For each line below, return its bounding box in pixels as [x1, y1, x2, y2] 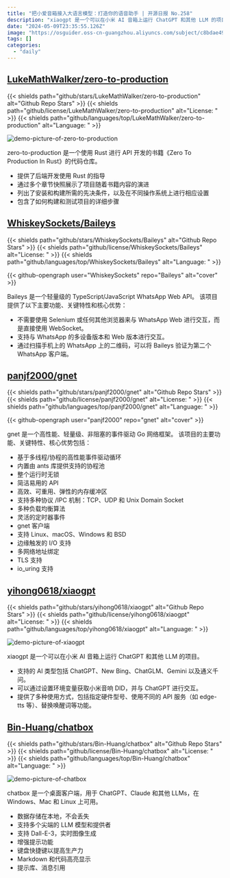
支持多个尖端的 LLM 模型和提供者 [16, 820, 112, 829]
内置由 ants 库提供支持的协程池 [16, 462, 105, 470]
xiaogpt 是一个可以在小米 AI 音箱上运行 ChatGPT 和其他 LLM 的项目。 [7, 653, 203, 661]
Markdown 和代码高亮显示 [16, 855, 91, 863]
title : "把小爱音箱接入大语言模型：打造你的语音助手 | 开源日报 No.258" [7, 10, 193, 17]
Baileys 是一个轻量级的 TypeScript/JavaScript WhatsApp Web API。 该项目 [7, 292, 218, 300]
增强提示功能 [16, 838, 53, 846]
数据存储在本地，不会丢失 [16, 812, 90, 820]
